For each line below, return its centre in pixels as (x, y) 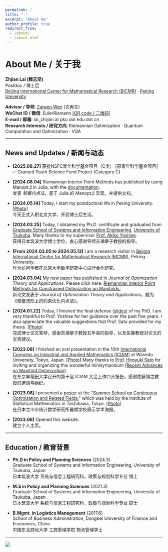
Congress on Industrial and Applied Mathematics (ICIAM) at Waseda (82, 354)
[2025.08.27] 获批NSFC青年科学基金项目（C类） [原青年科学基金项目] (85, 166)
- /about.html (24, 38)
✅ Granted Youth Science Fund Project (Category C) (66, 172)
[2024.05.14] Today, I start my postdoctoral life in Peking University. (83, 203)
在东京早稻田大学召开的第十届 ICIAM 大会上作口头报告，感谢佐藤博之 (83, 376)
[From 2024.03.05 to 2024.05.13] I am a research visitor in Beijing (81, 251)
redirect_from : (21, 29)
